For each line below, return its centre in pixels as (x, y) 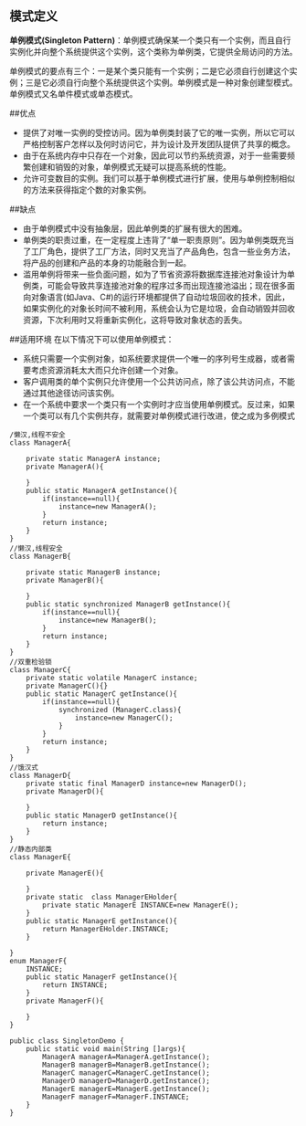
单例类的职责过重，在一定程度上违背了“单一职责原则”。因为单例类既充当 (158, 239)
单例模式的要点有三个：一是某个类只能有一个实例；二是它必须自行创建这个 (149, 70)
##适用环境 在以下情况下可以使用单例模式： (92, 339)
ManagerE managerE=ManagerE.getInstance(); (126, 1089)
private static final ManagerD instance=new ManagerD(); (137, 784)
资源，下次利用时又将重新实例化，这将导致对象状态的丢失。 (135, 320)
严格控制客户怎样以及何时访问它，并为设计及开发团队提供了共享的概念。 (158, 143)
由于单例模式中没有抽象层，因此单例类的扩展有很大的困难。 (135, 228)
